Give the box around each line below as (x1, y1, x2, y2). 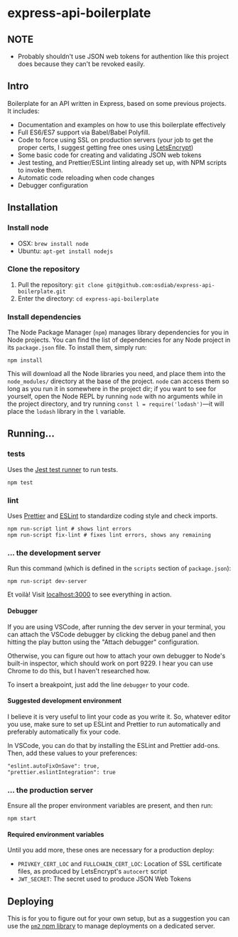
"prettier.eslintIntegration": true (7, 769, 116, 776)
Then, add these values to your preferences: (7, 749, 138, 757)
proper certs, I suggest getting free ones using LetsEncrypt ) (17, 143, 194, 151)
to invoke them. (17, 166, 63, 174)
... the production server (7, 785, 94, 795)
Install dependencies (7, 311, 82, 321)
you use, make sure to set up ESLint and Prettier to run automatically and (7, 719, 221, 728)
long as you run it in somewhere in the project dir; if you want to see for (7, 385, 217, 393)
